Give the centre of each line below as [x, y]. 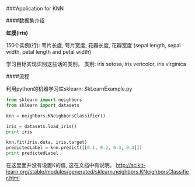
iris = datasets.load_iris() [41, 126]
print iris [19, 132]
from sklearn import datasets [43, 105]
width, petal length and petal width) [49, 52]
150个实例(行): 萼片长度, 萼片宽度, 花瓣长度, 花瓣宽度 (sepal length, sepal [93, 45]
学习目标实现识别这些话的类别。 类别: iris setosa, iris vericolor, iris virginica [96, 64]
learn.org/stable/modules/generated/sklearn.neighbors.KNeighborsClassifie [97, 172]
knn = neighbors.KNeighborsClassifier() [56, 116]
